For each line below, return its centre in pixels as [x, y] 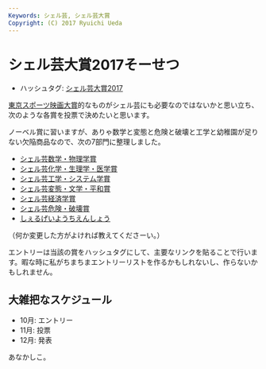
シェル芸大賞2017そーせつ [94, 65]
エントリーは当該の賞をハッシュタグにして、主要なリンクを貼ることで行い [130, 252]
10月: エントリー [46, 320]
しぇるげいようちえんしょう [65, 219]
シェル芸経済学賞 [48, 199]
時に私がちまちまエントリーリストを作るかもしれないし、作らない [143, 262]
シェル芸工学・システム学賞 [65, 179]
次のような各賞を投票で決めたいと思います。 [81, 115]
